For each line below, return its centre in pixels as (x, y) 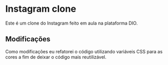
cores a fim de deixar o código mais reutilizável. (56, 57)
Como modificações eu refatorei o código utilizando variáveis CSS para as (84, 51)
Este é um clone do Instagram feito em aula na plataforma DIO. (71, 23)
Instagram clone (41, 9)
